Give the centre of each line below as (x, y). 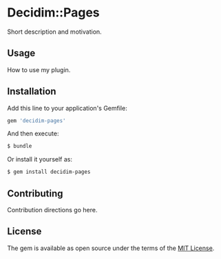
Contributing (35, 193)
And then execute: (33, 134)
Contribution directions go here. (52, 210)
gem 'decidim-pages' (37, 121)
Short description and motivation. (54, 32)
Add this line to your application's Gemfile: (67, 108)
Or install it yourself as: (40, 159)
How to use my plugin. (39, 69)
